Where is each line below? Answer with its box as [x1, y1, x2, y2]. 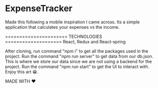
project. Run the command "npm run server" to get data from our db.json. [5, 53, 154, 59]
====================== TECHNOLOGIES [5, 34, 102, 39]
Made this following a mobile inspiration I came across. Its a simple [5, 19, 140, 25]
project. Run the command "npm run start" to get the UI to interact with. [5, 64, 150, 70]
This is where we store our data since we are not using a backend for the [5, 58, 152, 64]
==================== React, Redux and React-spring [5, 38, 126, 44]
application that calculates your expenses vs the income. [5, 24, 120, 30]
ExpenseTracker [5, 3, 72, 14]
